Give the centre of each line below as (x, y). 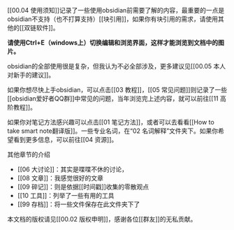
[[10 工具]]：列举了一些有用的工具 (66, 195)
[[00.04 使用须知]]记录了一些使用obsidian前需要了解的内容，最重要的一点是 (116, 10)
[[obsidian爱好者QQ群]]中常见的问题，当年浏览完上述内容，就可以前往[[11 (113, 99)
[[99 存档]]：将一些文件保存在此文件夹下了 (79, 204)
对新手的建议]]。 (31, 75)
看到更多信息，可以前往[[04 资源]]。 (65, 139)
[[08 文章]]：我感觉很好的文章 (60, 178)
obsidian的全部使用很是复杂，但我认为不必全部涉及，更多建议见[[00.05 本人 (117, 66)
